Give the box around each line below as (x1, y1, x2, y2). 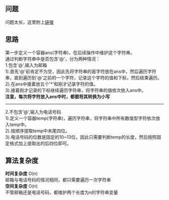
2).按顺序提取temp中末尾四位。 (5, 128, 70, 134)
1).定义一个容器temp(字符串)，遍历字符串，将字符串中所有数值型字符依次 (5, 115, 156, 121)
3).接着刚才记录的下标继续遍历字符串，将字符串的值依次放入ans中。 (5, 87, 146, 93)
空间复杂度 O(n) (5, 183, 38, 189)
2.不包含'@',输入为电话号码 (5, 109, 61, 115)
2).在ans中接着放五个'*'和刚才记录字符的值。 (5, 81, 98, 87)
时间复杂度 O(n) (5, 170, 38, 177)
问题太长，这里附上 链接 (5, 19, 54, 25)
